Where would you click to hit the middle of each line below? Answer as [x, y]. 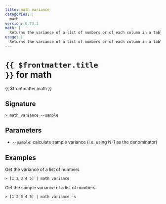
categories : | [20, 14]
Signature [21, 104]
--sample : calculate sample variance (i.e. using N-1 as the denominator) [85, 142]
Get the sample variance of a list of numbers [50, 188]
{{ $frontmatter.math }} [28, 88]
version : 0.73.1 [22, 23]
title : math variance [27, 10]
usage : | [14, 37]
